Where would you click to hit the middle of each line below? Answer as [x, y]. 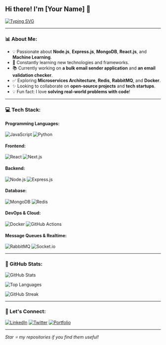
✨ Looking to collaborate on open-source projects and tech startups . [84, 86]
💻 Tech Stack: [23, 110]
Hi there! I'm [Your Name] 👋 [48, 9]
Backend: [15, 168]
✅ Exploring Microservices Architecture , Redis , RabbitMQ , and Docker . [86, 80]
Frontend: [16, 146]
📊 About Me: [21, 39]
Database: [16, 191]
